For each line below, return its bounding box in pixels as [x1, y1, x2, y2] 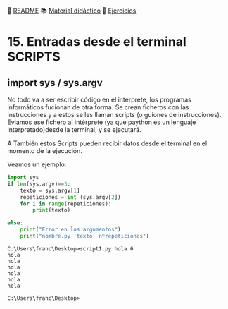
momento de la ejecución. [7, 147, 83, 154]
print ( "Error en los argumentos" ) [20, 226, 121, 234]
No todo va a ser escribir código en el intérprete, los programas [7, 95, 191, 104]
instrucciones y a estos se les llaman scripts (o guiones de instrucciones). [7, 111, 222, 119]
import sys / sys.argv [7, 77, 103, 89]
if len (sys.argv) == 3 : [7, 180, 71, 188]
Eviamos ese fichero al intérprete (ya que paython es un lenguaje [7, 118, 196, 126]
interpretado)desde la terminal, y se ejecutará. [7, 126, 142, 133]
